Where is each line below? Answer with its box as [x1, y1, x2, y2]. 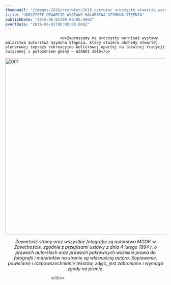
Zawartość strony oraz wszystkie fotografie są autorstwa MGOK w [15, 239, 156, 245]
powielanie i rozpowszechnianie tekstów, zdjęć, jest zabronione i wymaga [8, 261, 163, 267]
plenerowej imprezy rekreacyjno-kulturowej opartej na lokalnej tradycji [5, 44, 165, 50]
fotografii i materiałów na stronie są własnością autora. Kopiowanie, [13, 255, 158, 261]
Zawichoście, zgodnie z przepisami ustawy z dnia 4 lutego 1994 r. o [14, 244, 157, 250]
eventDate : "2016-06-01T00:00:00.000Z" [5, 21, 90, 27]
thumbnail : [5, 7, 28, 13]
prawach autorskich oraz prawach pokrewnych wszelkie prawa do [15, 249, 156, 255]
